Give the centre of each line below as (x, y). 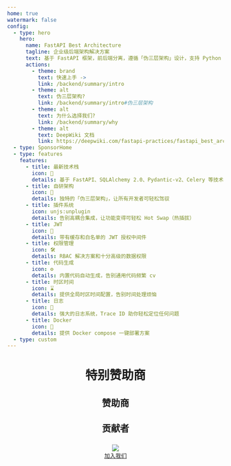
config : (18, 26)
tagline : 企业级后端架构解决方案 (67, 52)
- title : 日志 (44, 301)
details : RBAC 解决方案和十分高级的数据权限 (89, 256)
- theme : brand (54, 71)
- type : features (38, 154)
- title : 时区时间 (49, 282)
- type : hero (32, 33)
